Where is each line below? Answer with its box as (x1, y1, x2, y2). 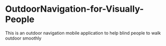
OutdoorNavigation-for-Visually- (5, 3, 144, 15)
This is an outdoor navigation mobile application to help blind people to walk (5, 30, 161, 36)
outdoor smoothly (5, 35, 42, 41)
